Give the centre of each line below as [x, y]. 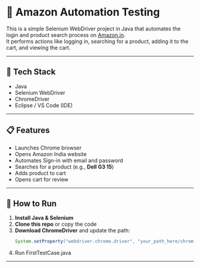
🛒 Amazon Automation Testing [83, 12]
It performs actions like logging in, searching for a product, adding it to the [97, 41]
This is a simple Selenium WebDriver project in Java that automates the [93, 29]
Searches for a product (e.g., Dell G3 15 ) [64, 167]
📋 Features [28, 130]
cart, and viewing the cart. [38, 48]
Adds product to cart [40, 173]
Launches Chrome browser [48, 148]
